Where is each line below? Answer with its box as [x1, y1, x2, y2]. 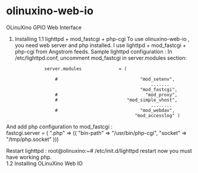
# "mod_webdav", [55, 107, 175, 114]
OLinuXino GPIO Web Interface [6, 24, 82, 31]
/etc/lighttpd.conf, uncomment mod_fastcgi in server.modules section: [14, 54, 187, 61]
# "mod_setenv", [55, 76, 175, 82]
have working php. [6, 153, 52, 161]
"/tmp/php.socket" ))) [6, 136, 59, 143]
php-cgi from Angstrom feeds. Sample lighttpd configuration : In [14, 48, 172, 55]
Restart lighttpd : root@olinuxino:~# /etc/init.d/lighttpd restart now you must [6, 147, 192, 154]
